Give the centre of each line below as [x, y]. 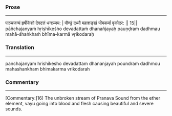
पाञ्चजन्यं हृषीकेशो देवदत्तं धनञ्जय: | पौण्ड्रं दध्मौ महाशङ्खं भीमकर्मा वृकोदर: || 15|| [71, 23]
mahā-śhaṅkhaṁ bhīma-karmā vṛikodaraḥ [50, 34]
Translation [20, 48]
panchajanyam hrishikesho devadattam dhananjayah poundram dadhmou [83, 63]
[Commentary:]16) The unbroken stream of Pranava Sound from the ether [83, 98]
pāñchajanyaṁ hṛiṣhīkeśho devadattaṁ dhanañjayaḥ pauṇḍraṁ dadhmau [83, 29]
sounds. [14, 109]
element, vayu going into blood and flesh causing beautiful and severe [79, 103]
